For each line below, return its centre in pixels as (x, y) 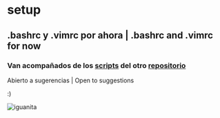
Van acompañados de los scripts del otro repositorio (97, 65)
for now (24, 46)
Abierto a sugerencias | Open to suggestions (71, 80)
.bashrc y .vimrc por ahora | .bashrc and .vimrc (110, 35)
